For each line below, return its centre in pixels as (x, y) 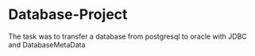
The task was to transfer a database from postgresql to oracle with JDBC (128, 36)
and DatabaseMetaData (47, 44)
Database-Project (68, 15)
